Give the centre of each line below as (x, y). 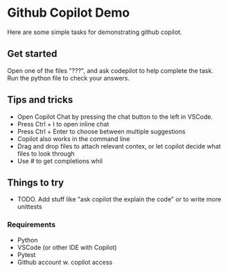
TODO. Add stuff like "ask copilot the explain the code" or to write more (119, 199)
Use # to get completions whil (60, 160)
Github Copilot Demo (69, 13)
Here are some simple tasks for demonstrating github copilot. (95, 32)
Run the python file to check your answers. (69, 78)
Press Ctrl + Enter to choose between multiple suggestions (101, 131)
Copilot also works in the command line (73, 139)
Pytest (26, 254)
